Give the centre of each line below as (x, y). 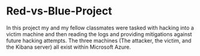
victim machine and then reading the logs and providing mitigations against (99, 34)
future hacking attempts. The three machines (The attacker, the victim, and (99, 40)
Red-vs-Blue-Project (59, 11)
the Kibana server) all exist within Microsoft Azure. (68, 47)
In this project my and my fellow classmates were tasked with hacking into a (100, 28)
